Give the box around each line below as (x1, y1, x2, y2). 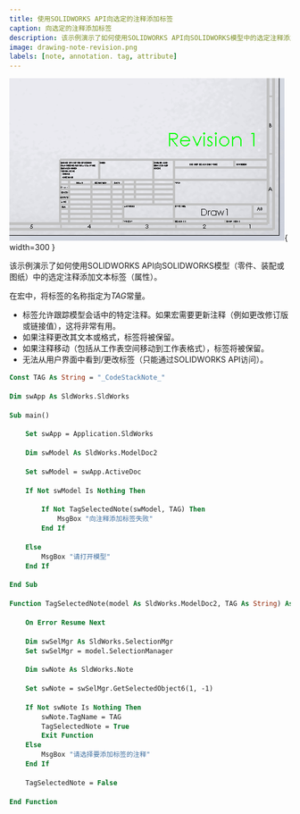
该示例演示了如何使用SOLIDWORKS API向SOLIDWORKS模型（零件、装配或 (9, 260, 285, 272)
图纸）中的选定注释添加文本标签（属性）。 (9, 272, 162, 282)
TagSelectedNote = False (25, 778, 118, 787)
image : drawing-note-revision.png (9, 43, 138, 52)
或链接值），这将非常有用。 (21, 321, 121, 331)
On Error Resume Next (25, 617, 105, 627)
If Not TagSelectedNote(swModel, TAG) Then (41, 505, 205, 514)
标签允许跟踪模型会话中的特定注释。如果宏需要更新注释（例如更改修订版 (21, 309, 288, 321)
